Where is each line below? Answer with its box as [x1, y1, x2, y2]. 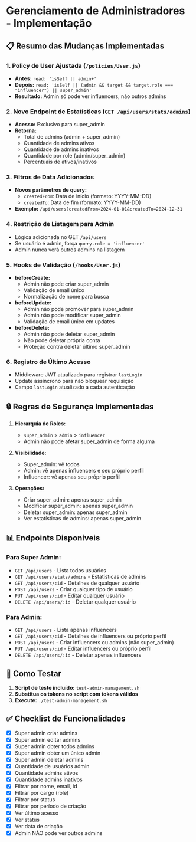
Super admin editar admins [14, 736, 81, 743]
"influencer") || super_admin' [14, 87, 92, 93]
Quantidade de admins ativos [23, 140, 95, 147]
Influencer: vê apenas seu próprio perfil [23, 473, 120, 480]
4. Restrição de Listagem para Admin [6, 220, 114, 228]
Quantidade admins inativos [14, 776, 83, 783]
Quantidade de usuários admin [14, 763, 90, 770]
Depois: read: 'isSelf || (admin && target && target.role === [14, 81, 174, 88]
